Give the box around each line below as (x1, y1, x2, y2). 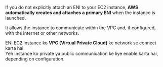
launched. (5, 15, 26, 21)
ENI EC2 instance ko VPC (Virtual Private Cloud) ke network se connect (5, 40, 157, 46)
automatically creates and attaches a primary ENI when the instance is (5, 10, 155, 16)
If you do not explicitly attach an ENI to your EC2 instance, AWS (5, 5, 138, 10)
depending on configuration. (5, 56, 65, 62)
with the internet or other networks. (5, 30, 79, 36)
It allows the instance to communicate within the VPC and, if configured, (5, 25, 156, 31)
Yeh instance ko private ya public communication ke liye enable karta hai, (5, 50, 158, 56)
